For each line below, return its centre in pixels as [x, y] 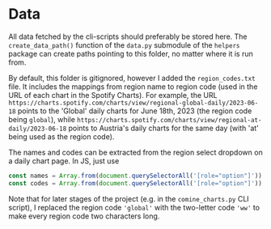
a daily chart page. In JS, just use [64, 161]
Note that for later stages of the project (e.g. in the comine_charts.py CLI [129, 198]
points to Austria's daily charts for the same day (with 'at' [163, 128]
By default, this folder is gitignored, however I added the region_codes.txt [132, 78]
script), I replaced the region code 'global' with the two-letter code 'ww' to [134, 207]
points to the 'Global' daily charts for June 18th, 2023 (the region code [135, 111]
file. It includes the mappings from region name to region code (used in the [133, 87]
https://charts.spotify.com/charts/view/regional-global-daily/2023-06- [133, 103]
